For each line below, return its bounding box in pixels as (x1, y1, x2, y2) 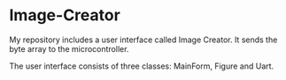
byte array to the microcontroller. (9, 43, 129, 54)
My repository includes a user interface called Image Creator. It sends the (9, 34, 278, 45)
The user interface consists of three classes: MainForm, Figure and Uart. (9, 61, 274, 71)
